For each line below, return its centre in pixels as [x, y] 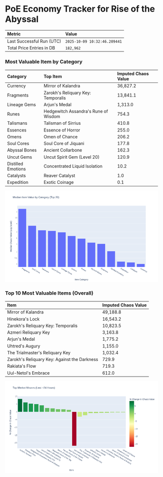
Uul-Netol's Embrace [28, 373]
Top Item [53, 76]
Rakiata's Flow [22, 366]
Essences [17, 130]
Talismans [17, 123]
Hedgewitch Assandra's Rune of [76, 111]
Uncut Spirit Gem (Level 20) [72, 157]
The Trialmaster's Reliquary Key [39, 352]
